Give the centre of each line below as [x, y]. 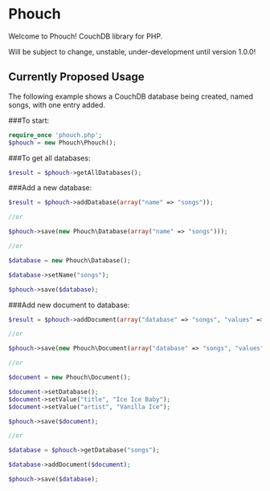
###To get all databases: [49, 158]
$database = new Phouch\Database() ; [70, 260]
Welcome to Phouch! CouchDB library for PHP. [86, 36]
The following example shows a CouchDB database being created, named [131, 96]
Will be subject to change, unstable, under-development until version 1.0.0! [132, 51]
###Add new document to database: [69, 305]
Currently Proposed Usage [76, 77]
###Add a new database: [50, 188]
